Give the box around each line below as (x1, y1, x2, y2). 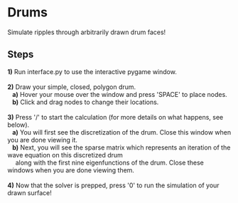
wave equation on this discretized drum (7, 150, 123, 159)
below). (7, 120, 30, 129)
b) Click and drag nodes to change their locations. (11, 98, 159, 106)
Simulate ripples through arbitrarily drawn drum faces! (7, 28, 166, 36)
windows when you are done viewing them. (7, 165, 135, 175)
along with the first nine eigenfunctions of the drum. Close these (15, 158, 204, 167)
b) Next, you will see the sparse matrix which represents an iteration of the (11, 143, 231, 152)
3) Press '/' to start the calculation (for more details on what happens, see (7, 113, 224, 121)
